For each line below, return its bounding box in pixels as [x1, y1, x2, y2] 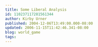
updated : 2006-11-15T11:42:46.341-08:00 [5, 25, 89, 30]
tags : [5, 35, 16, 40]
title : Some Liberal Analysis [5, 7, 67, 12]
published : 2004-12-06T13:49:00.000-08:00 [5, 21, 93, 26]
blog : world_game [5, 30, 41, 35]
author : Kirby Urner [5, 16, 48, 21]
